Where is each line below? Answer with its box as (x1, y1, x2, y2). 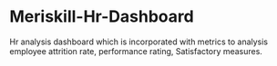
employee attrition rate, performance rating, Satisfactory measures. (9, 45, 262, 56)
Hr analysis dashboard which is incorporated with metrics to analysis (9, 36, 269, 47)
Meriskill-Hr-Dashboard (9, 6, 194, 27)
